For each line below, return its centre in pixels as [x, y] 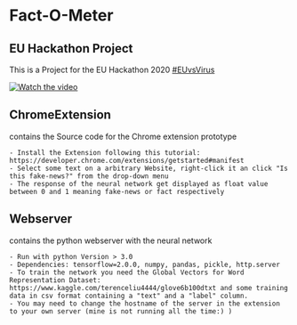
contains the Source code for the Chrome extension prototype [123, 136]
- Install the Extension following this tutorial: [105, 152]
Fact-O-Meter [61, 16]
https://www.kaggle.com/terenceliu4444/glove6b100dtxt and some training [149, 288]
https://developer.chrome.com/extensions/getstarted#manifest [127, 160]
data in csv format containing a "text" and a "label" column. [129, 296]
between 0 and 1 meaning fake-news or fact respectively [117, 191]
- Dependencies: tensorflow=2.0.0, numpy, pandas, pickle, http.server [144, 264]
